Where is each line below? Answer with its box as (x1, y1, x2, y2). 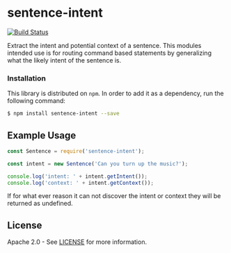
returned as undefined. (7, 199, 73, 208)
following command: (7, 97, 66, 105)
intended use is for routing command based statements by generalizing (7, 49, 212, 57)
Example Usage (7, 129, 77, 141)
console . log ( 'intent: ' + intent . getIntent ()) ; (7, 172, 148, 180)
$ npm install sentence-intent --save (7, 110, 120, 117)
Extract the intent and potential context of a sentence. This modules (7, 41, 202, 49)
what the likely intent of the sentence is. (7, 56, 122, 64)
